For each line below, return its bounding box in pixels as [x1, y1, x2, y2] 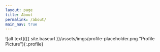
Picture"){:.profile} [5, 41, 44, 47]
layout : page [5, 7, 33, 13]
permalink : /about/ [5, 17, 47, 22]
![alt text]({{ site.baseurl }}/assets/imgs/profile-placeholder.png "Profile [5, 36, 155, 42]
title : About [5, 12, 33, 17]
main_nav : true [5, 21, 38, 27]
